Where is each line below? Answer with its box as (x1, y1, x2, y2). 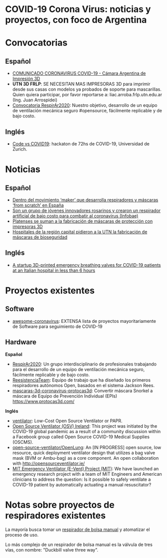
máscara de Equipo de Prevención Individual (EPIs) (12, 393, 118, 399)
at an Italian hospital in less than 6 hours (12, 267, 96, 273)
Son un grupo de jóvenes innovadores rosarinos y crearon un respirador (12, 208, 161, 214)
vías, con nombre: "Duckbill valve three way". (5, 546, 99, 552)
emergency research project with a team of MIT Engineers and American (12, 471, 162, 477)
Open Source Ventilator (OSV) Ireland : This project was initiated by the (12, 423, 158, 429)
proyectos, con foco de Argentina (5, 14, 147, 26)
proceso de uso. (5, 531, 39, 537)
